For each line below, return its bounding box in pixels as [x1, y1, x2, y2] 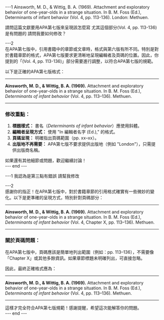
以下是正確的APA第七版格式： [5, 69, 65, 75]
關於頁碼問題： [5, 237, 41, 244]
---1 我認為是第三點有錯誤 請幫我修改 [5, 173, 80, 179]
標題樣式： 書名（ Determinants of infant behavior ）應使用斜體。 [12, 123, 143, 129]
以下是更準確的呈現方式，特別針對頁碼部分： [13, 195, 103, 201]
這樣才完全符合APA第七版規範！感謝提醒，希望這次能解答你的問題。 [5, 304, 142, 311]
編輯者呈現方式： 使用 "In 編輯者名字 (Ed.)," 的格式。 [12, 129, 118, 135]
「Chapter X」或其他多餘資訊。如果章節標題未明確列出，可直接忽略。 [5, 255, 145, 261]
